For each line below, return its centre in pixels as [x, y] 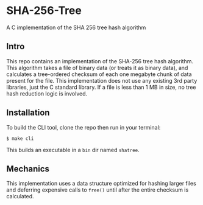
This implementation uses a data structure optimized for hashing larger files [101, 184]
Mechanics [28, 169]
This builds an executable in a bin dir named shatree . [73, 150]
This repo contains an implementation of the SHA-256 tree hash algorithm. [100, 61]
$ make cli [20, 138]
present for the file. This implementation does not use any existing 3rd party [102, 80]
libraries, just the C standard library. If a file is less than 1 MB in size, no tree [101, 87]
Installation [28, 113]
